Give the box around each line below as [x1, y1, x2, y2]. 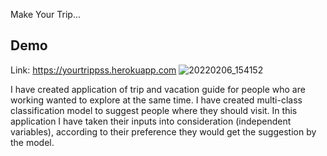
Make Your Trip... [10, 9, 81, 20]
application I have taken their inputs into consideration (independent [10, 115, 292, 127]
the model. [10, 136, 55, 148]
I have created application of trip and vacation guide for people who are [10, 83, 306, 95]
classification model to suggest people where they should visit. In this [10, 104, 298, 116]
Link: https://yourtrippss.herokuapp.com [10, 64, 177, 76]
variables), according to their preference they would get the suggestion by [10, 125, 317, 138]
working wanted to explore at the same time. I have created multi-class [10, 94, 303, 106]
